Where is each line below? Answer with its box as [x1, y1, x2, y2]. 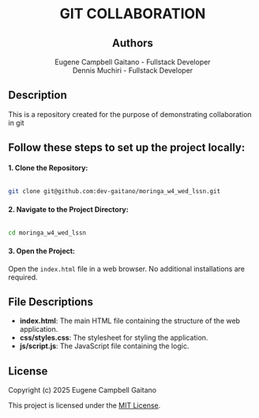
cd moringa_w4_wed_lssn [8, 229, 87, 237]
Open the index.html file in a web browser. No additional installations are [8, 264, 245, 273]
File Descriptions [8, 294, 93, 309]
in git [8, 118, 25, 127]
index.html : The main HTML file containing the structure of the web [19, 316, 241, 325]
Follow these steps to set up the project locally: [8, 141, 246, 154]
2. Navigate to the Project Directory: [8, 204, 129, 214]
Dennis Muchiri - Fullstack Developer [72, 66, 193, 75]
